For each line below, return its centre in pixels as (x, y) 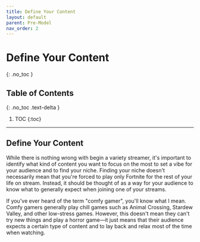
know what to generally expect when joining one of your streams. (86, 189)
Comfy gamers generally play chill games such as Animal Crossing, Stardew (100, 207)
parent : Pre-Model (29, 23)
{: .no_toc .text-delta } (33, 107)
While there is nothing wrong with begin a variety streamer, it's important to (99, 157)
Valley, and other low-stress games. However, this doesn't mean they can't (98, 213)
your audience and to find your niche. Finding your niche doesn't (86, 170)
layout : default (26, 17)
